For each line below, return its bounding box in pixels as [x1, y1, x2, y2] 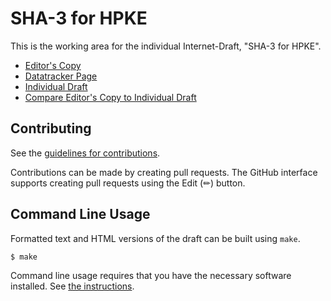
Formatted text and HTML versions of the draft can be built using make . [10, 232, 301, 244]
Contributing [10, 120, 92, 137]
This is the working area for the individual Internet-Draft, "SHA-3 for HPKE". [10, 40, 322, 52]
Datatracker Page [24, 70, 98, 82]
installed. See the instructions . [10, 280, 135, 292]
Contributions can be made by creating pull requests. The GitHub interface [10, 166, 318, 178]
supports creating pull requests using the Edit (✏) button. [10, 177, 246, 189]
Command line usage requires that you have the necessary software [10, 270, 292, 282]
